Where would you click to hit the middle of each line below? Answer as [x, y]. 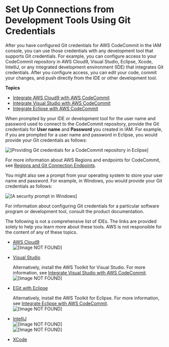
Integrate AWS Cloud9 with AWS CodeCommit [61, 98]
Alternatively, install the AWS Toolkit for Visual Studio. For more [79, 267]
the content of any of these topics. [41, 232]
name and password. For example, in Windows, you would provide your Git [84, 180]
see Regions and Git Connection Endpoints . [51, 165]
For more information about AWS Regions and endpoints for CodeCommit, [83, 160]
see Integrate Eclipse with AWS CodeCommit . [60, 303]
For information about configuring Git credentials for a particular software [82, 206]
